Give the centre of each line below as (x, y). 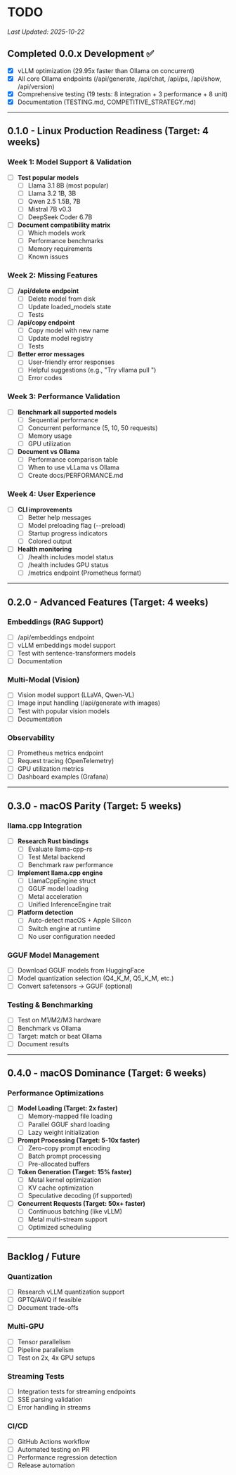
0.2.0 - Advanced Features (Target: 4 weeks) (108, 602)
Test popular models (48, 177)
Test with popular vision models (64, 711)
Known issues (48, 256)
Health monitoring (45, 549)
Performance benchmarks (66, 241)
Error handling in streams (54, 1408)
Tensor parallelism (44, 1341)
